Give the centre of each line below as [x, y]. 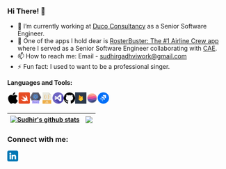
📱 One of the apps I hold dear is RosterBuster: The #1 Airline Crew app [118, 41]
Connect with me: [38, 139]
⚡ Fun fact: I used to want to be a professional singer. [94, 67]
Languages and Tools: [40, 83]
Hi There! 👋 [26, 11]
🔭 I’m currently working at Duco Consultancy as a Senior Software [112, 26]
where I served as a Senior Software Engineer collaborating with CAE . [117, 49]
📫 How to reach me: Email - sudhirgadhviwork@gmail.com [102, 56]
